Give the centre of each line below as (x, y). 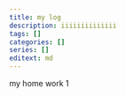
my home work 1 (39, 83)
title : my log (35, 17)
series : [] (29, 50)
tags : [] (25, 34)
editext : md (31, 58)
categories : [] (37, 42)
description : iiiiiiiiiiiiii (63, 26)
